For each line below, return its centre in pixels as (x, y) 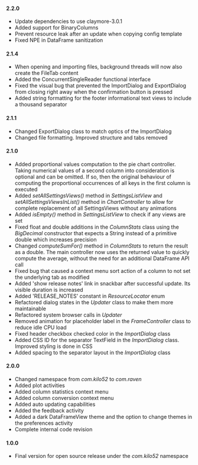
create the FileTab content (46, 73)
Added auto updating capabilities (55, 404)
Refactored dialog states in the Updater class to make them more (94, 302)
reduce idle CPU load (40, 327)
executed (26, 189)
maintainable (30, 308)
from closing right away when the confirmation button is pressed (93, 92)
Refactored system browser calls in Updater (68, 315)
